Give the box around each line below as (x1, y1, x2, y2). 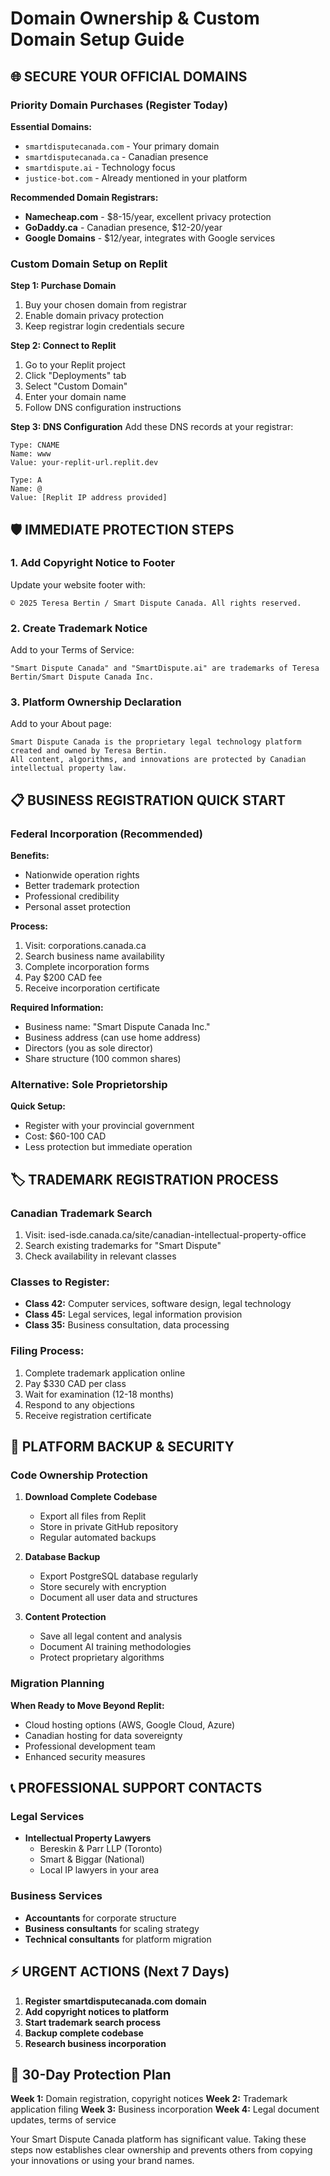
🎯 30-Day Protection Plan (10, 2066, 172, 2083)
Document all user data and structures (39, 1592, 198, 1604)
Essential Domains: (10, 120, 93, 132)
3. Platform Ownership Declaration (10, 695, 182, 709)
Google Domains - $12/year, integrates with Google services (24, 232, 276, 244)
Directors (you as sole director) (24, 1042, 154, 1054)
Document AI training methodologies (39, 1641, 192, 1653)
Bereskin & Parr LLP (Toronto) (39, 1843, 163, 1855)
